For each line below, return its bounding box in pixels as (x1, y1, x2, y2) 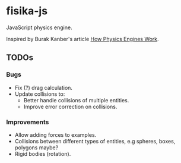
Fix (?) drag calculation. (14, 84, 73, 91)
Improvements (6, 118, 49, 126)
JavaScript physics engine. (6, 24, 72, 31)
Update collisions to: (14, 90, 65, 98)
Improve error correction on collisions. (23, 103, 118, 110)
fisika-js (6, 4, 48, 18)
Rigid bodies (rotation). (14, 150, 71, 157)
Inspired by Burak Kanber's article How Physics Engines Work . (6, 35, 159, 42)
